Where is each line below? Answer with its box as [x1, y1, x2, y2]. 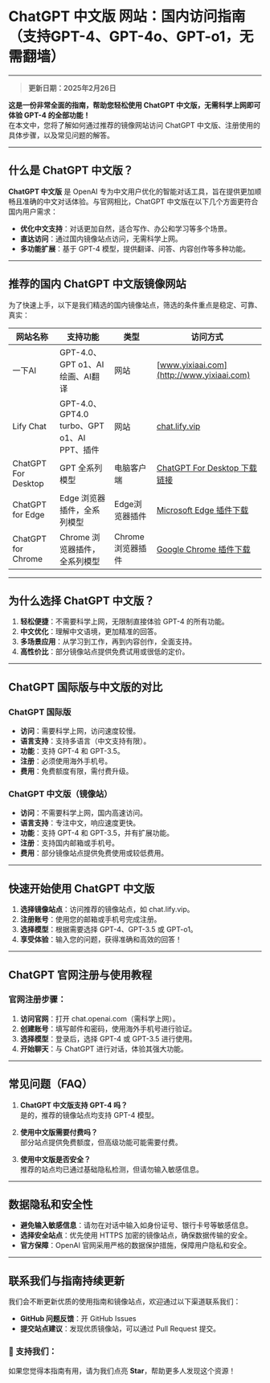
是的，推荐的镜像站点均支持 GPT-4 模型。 [19, 1110, 159, 1119]
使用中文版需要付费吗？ [19, 1127, 98, 1137]
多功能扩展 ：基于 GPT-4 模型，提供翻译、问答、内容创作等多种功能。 [19, 243, 251, 253]
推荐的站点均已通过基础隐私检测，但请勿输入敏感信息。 [19, 1164, 203, 1174]
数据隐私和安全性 [8, 1198, 93, 1212]
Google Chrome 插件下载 [156, 543, 251, 554]
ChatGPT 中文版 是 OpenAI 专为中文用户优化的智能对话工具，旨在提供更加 [8, 186, 255, 196]
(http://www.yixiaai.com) [156, 369, 251, 380]
